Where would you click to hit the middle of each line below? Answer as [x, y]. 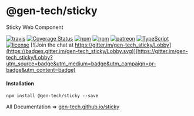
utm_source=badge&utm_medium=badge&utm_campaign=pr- [81, 64]
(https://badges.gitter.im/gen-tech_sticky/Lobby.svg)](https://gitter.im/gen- [97, 51]
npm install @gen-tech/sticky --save [52, 96]
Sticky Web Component [35, 27]
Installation [20, 83]
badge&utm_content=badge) [41, 69]
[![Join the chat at [52, 45]
